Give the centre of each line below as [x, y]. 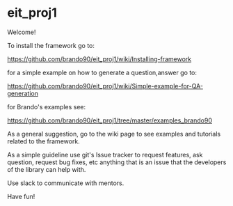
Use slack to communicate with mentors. [66, 183]
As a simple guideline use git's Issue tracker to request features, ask [105, 154]
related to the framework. [43, 141]
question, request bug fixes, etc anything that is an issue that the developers [117, 162]
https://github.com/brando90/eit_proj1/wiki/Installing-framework [99, 59]
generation [23, 93]
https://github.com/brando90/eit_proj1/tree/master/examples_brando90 [110, 120]
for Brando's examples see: [47, 106]
